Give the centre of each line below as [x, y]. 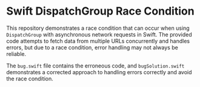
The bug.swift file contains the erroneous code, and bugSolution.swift [95, 66]
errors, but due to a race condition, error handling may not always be [92, 47]
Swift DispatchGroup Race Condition [101, 11]
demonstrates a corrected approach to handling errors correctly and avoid [99, 72]
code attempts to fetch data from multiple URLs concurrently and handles [98, 41]
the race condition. [30, 78]
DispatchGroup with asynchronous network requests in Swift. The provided [99, 34]
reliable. [16, 54]
